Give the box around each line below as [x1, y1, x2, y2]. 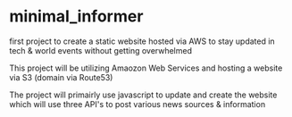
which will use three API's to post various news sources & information [9, 98, 266, 109]
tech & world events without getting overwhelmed [9, 45, 192, 55]
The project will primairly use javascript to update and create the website [9, 89, 278, 100]
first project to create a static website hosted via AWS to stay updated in [9, 36, 275, 46]
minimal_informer [9, 6, 144, 27]
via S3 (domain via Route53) [9, 71, 113, 82]
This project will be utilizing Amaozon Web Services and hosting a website [9, 63, 283, 73]
